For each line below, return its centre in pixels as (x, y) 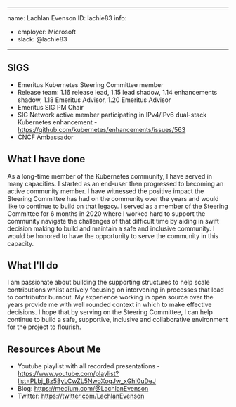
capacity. (21, 243)
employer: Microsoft (46, 32)
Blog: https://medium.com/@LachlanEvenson (83, 389)
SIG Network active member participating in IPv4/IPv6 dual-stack (112, 115)
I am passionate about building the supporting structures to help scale (109, 283)
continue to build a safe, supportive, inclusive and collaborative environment (118, 320)
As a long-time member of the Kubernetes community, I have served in (110, 176)
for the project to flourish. (44, 327)
